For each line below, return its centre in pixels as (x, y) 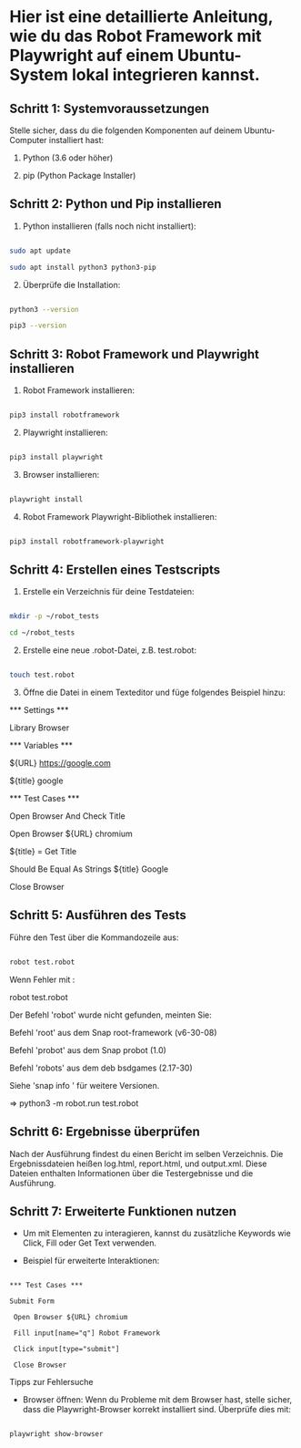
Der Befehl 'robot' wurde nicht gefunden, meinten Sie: (110, 1015)
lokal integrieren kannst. (166, 75)
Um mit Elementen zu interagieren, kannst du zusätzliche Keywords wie (156, 1234)
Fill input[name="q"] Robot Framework (87, 1333)
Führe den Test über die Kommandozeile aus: (94, 937)
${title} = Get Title (43, 852)
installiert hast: (76, 140)
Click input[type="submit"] (66, 1350)
